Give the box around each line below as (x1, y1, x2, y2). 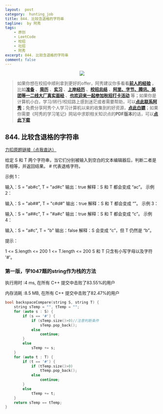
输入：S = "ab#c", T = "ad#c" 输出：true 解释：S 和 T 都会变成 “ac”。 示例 (5, 184, 155, 190)
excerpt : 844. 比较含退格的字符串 (5, 52, 69, 58)
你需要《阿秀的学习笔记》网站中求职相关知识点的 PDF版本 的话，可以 (17, 111, 154, 117)
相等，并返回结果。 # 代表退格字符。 (9, 163, 83, 169)
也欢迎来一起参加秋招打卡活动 (69, 92, 130, 98)
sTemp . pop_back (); (40, 322, 78, 328)
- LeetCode (14, 35, 36, 40)
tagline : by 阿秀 (5, 21, 41, 26)
